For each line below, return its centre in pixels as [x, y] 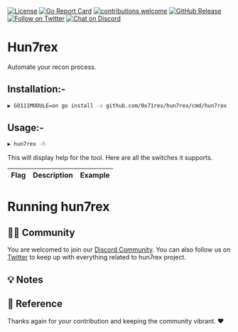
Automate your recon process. [52, 67]
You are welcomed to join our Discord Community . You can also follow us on [119, 250]
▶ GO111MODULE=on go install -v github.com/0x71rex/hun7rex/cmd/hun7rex [117, 106]
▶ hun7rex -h [27, 144]
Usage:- [26, 128]
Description [53, 176]
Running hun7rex [59, 207]
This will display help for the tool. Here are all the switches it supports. [110, 158]
